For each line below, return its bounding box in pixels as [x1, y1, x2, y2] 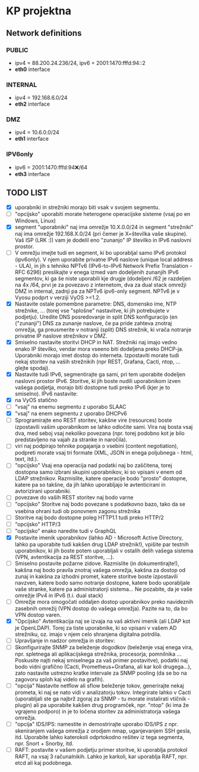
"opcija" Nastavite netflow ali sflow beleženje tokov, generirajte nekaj [14, 682, 184, 690]
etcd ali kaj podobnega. [14, 759, 72, 767]
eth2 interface [14, 100, 50, 108]
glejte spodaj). [14, 364, 50, 371]
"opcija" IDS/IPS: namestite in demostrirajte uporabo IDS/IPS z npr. [14, 721, 178, 728]
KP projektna [6, 4, 71, 18]
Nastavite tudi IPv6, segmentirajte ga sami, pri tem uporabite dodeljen [14, 370, 186, 378]
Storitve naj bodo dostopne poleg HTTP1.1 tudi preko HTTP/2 [14, 514, 165, 521]
